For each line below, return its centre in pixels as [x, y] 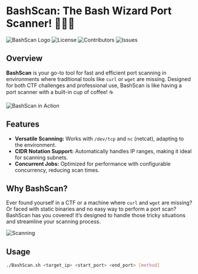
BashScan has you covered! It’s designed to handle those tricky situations [96, 215]
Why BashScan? [37, 188]
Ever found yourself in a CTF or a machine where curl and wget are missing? [99, 203]
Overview [25, 58]
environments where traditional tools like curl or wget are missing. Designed [98, 79]
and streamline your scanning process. [53, 222]
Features [23, 125]
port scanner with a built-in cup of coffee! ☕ [60, 92]
